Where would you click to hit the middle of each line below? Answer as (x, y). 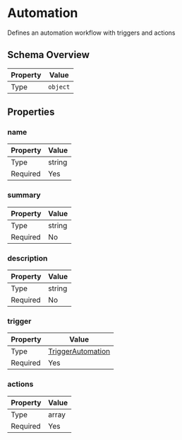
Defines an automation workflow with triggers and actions (91, 33)
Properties (31, 112)
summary (24, 195)
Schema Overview (49, 55)
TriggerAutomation (79, 351)
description (28, 258)
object (59, 87)
